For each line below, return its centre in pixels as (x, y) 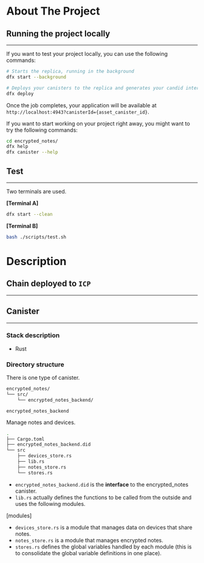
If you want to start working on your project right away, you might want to (98, 123)
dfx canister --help (32, 152)
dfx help (17, 147)
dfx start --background (36, 77)
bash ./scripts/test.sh (36, 237)
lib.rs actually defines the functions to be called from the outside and (103, 497)
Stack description (33, 335)
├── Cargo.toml (25, 439)
